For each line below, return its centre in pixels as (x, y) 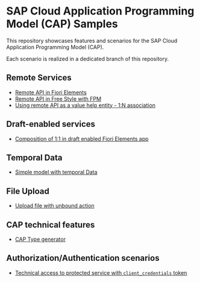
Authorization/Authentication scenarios (83, 258)
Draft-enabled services (51, 124)
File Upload (28, 191)
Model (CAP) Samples (62, 24)
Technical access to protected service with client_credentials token (101, 272)
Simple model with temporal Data (56, 172)
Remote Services (39, 78)
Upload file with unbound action (55, 206)
